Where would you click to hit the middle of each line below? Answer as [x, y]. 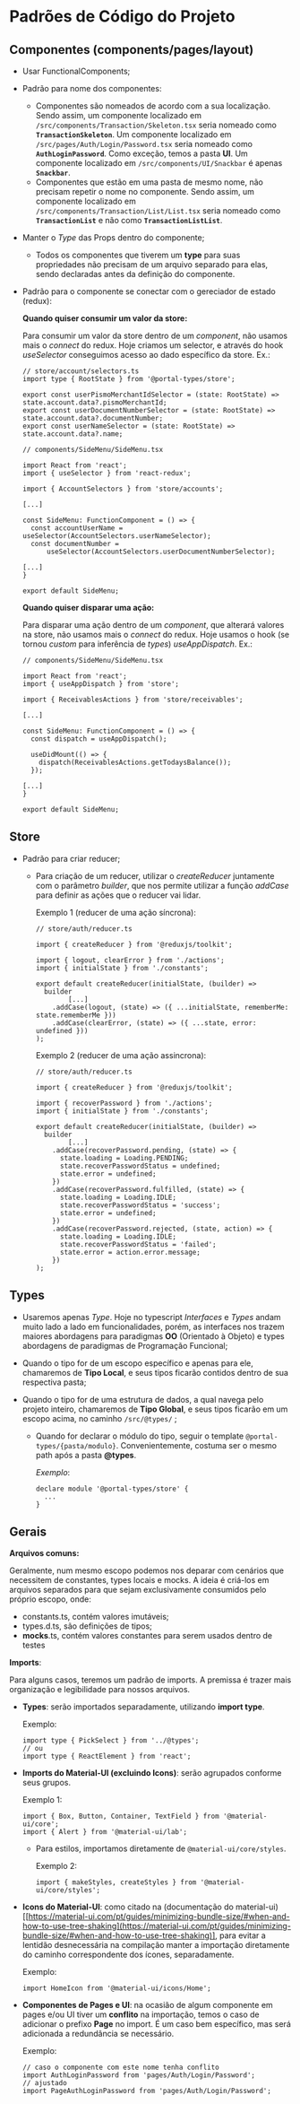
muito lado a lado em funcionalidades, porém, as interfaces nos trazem [153, 1326]
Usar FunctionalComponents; [76, 71]
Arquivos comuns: [44, 1553]
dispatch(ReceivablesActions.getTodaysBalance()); [135, 762]
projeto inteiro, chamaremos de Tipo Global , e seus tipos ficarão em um [155, 1409]
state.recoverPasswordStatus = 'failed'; [138, 1244]
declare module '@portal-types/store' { [112, 1489]
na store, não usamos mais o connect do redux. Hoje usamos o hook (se [156, 635]
